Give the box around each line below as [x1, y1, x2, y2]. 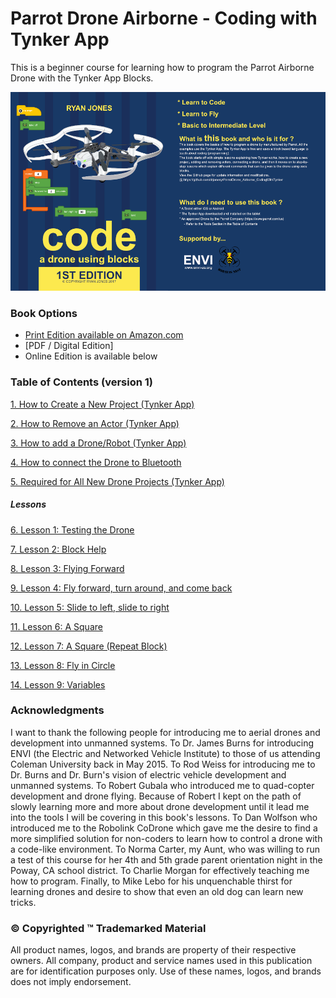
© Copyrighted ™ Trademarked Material [10, 921, 207, 935]
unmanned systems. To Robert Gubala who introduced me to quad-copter [10, 779, 315, 791]
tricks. [10, 896, 37, 908]
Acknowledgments [10, 703, 105, 717]
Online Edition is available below [24, 350, 158, 362]
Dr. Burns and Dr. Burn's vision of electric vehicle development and [10, 768, 287, 781]
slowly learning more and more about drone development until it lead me [10, 800, 310, 812]
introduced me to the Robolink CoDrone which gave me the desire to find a [10, 822, 318, 834]
